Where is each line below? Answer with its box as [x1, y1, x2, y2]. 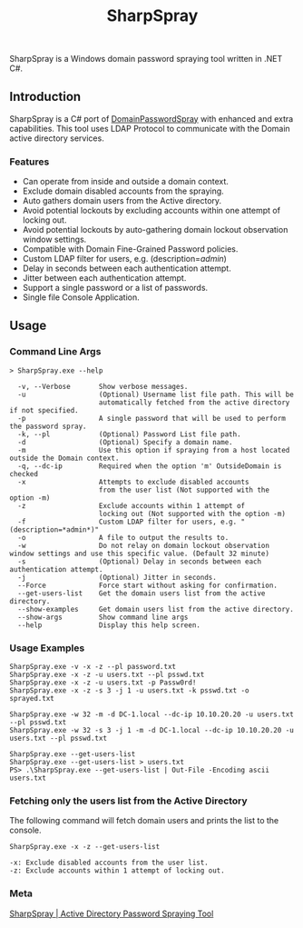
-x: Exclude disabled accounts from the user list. [9, 858, 209, 868]
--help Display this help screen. [17, 620, 201, 630]
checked [9, 469, 39, 478]
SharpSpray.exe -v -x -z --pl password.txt [9, 663, 177, 672]
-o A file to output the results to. [17, 533, 230, 542]
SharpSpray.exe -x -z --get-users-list [9, 843, 161, 852]
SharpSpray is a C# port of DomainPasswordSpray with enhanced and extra [9, 113, 294, 124]
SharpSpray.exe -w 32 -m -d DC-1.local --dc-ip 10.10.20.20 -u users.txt [9, 710, 295, 719]
